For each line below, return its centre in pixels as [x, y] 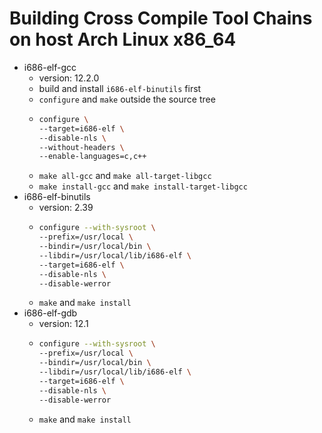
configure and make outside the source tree [127, 99]
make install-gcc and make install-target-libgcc [143, 186]
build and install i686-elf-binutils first [120, 88]
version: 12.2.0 [69, 78]
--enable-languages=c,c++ [92, 157]
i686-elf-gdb [50, 313]
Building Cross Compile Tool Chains [161, 18]
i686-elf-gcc [50, 67]
